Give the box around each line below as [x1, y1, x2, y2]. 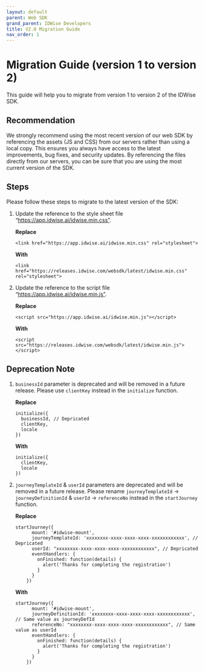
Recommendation [6, 116, 75, 126]
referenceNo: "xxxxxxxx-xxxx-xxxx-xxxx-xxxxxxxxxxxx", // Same [31, 621, 196, 628]
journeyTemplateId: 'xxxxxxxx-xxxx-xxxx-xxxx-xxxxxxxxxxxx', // [31, 535, 199, 541]
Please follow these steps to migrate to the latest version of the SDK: [6, 198, 178, 205]
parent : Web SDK [6, 15, 47, 21]
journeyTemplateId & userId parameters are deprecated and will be [15, 481, 184, 488]
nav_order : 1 [6, 32, 40, 38]
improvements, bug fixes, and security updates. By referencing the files [6, 151, 186, 158]
